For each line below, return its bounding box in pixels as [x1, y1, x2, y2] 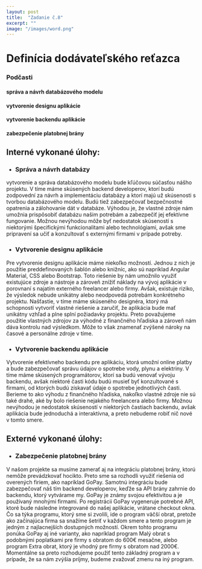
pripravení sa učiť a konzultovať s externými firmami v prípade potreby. [6, 230, 183, 237]
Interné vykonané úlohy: [6, 147, 100, 158]
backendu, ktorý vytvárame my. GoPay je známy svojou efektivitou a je [6, 491, 183, 498]
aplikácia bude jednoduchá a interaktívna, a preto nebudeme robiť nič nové [6, 410, 193, 417]
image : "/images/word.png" [6, 25, 74, 32]
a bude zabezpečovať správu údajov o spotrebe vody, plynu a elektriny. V [6, 365, 189, 372]
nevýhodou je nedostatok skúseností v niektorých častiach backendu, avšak [6, 403, 196, 411]
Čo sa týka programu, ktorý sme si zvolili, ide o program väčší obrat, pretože [6, 510, 197, 518]
